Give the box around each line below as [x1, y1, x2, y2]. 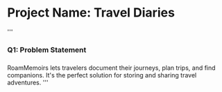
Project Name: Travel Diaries [7, 5, 176, 21]
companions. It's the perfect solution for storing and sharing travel [7, 71, 197, 79]
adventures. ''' [7, 78, 49, 86]
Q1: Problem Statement [7, 45, 87, 55]
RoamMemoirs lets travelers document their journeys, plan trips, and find [7, 64, 216, 72]
